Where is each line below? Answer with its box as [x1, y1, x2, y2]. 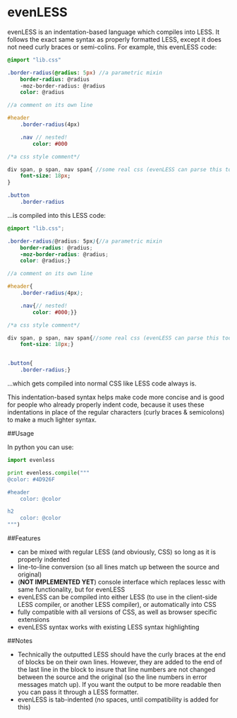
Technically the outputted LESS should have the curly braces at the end [17, 650, 226, 659]
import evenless [7, 457, 55, 464]
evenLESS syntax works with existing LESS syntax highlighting [17, 623, 200, 632]
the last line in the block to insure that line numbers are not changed [17, 666, 216, 674]
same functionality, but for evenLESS [17, 585, 126, 594]
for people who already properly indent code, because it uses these [7, 400, 205, 409]
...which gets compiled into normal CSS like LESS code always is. [7, 379, 197, 388]
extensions [17, 615, 50, 624]
